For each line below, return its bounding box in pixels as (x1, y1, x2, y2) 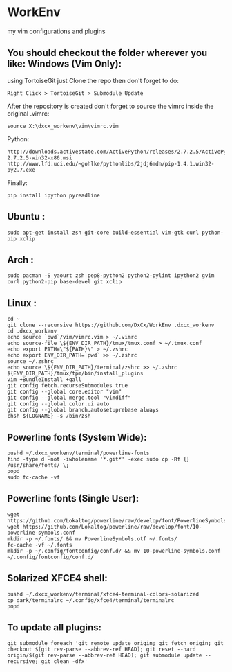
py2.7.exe (7, 166, 36, 173)
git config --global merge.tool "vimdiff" (7, 394, 131, 402)
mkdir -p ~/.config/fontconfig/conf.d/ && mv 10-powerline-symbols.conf (7, 547, 221, 554)
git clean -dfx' (41, 658, 88, 665)
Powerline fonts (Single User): (7, 493, 139, 504)
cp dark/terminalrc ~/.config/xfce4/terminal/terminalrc (7, 596, 175, 603)
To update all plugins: (7, 621, 102, 634)
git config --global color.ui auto (7, 400, 110, 407)
